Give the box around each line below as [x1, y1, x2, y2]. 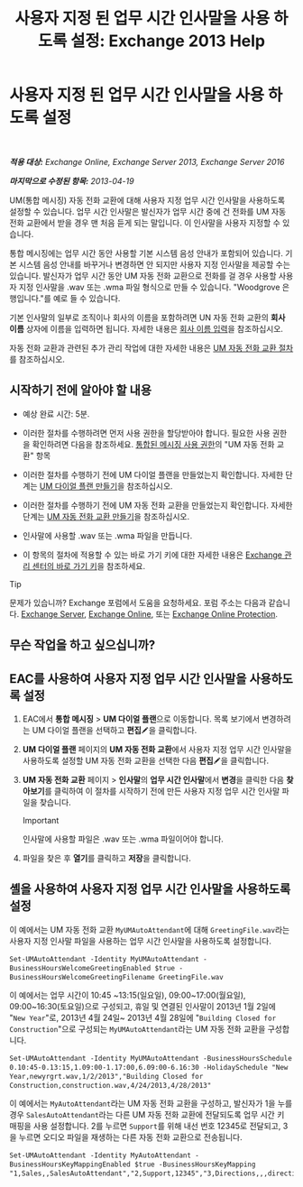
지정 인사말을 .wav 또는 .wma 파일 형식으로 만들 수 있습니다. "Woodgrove [18, 281, 280, 292]
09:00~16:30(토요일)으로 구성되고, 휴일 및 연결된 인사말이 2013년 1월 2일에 [9, 1000, 277, 1011]
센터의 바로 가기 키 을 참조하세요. [32, 560, 146, 571]
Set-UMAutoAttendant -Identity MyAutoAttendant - [9, 1151, 200, 1160]
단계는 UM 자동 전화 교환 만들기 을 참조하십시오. [22, 511, 190, 521]
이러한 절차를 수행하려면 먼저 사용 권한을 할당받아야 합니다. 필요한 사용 [22, 428, 271, 438]
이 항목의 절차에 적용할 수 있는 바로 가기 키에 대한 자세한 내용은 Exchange [22, 549, 282, 560]
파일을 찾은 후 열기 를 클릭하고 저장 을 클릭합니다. [22, 852, 191, 863]
